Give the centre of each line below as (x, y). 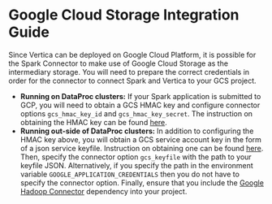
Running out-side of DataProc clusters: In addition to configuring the (137, 131)
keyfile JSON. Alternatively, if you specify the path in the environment (136, 165)
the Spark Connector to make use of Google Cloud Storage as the (119, 63)
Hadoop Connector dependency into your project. (104, 191)
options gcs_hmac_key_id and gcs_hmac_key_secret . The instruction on (136, 113)
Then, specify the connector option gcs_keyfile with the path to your (136, 157)
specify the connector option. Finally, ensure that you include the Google (142, 182)
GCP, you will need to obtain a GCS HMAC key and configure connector (140, 105)
